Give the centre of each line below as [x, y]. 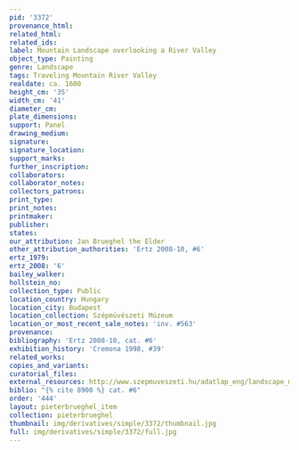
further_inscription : [49, 167]
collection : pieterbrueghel [61, 415]
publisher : [29, 225]
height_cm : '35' [39, 92]
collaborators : [37, 175]
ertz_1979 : [29, 258]
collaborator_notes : [48, 184]
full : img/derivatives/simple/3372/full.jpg [93, 432]
